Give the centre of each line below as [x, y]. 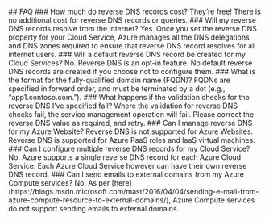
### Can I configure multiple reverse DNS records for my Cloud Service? [129, 148]
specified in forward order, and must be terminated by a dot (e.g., [117, 89]
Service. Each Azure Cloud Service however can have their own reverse [128, 166]
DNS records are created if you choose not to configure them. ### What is [132, 71]
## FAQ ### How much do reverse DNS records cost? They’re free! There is [135, 11]
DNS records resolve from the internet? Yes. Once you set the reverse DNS [133, 29]
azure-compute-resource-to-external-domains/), [90, 200]
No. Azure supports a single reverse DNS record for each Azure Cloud [125, 157]
